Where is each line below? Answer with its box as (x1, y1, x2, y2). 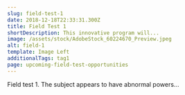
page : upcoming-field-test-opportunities (7, 61, 129, 68)
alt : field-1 (7, 42, 45, 49)
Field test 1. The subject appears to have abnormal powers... (7, 80, 179, 88)
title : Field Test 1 (7, 23, 67, 30)
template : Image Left (7, 49, 70, 56)
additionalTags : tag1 (7, 55, 70, 62)
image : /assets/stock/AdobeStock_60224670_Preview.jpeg (7, 36, 172, 43)
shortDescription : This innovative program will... (7, 29, 159, 36)
